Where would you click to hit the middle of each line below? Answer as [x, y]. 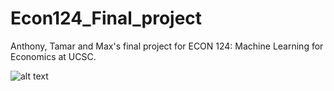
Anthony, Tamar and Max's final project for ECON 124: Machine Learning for [167, 46]
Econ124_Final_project [106, 18]
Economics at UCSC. [53, 56]
